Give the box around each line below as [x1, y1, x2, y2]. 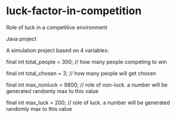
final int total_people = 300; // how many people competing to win [6, 58, 167, 65]
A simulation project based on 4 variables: [6, 46, 109, 54]
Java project [6, 35, 37, 42]
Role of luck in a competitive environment [6, 24, 108, 31]
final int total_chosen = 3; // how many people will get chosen [6, 69, 156, 76]
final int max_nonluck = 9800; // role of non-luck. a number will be [6, 81, 168, 88]
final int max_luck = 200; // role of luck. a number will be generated [6, 99, 170, 106]
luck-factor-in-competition [6, 4, 142, 18]
